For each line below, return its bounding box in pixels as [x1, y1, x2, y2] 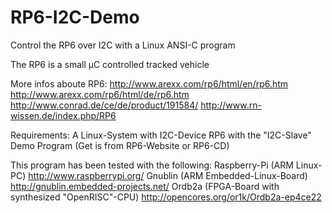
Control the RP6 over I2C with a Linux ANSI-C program [10, 39, 236, 51]
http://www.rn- [200, 99, 262, 111]
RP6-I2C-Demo [10, 6, 140, 29]
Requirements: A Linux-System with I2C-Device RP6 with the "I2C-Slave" [10, 129, 312, 141]
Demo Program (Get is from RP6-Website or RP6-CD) [10, 139, 230, 151]
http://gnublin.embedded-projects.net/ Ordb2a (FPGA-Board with [10, 180, 280, 192]
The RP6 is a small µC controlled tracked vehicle [10, 58, 210, 70]
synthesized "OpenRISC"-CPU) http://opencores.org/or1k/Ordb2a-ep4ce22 [10, 191, 322, 203]
